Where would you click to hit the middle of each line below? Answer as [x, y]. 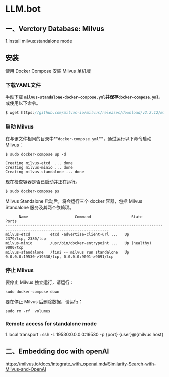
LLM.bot [23, 9]
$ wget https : [20, 113]
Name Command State [80, 217]
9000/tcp [14, 248]
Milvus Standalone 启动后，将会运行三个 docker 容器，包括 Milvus [74, 201]
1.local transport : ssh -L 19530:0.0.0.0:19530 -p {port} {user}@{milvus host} [84, 334]
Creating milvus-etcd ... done [39, 163]
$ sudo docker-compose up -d [36, 154]
